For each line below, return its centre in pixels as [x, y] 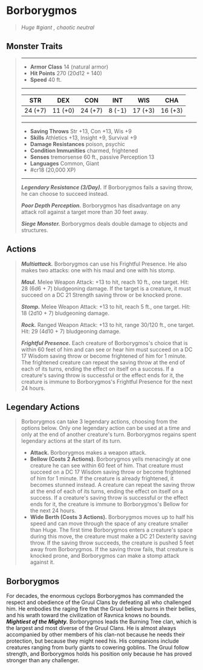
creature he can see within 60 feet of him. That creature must [107, 466]
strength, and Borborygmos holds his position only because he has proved [99, 654]
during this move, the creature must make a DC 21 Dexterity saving [113, 537]
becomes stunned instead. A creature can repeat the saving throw [112, 485]
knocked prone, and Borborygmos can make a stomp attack [105, 556]
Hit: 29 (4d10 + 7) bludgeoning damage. [71, 331]
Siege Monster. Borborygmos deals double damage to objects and [104, 223]
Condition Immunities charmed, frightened [84, 150]
